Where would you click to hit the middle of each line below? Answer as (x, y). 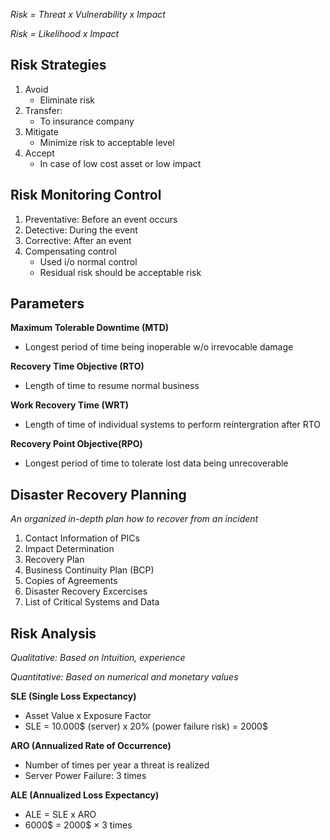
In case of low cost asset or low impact (120, 163)
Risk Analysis (53, 633)
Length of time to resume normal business (112, 386)
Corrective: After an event (78, 240)
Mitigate (41, 131)
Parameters (47, 304)
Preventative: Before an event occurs (101, 219)
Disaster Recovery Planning (98, 494)
